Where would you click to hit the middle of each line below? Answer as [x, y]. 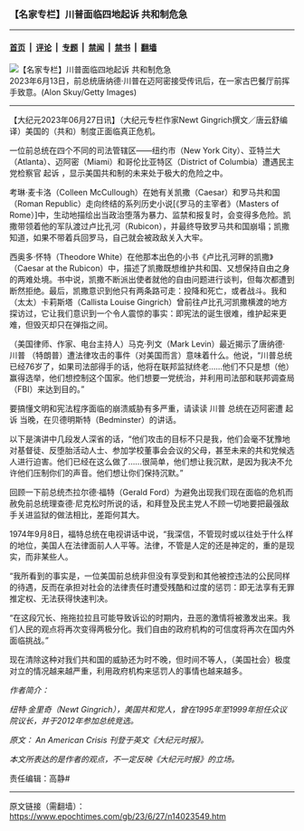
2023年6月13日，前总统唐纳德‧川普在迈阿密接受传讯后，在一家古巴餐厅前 [146, 81]
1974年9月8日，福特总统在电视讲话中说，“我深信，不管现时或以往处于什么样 [152, 534]
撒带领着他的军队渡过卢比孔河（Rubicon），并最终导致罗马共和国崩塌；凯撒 [149, 226]
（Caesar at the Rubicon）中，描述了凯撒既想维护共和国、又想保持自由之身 [150, 268]
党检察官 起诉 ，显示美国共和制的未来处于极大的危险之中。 [119, 173]
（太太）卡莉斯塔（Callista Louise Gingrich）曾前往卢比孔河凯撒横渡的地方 [148, 301]
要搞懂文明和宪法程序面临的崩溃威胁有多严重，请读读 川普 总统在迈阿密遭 [146, 408]
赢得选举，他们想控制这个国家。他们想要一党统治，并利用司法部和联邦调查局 [152, 377]
